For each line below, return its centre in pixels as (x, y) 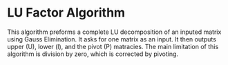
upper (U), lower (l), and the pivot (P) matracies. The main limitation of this (113, 46)
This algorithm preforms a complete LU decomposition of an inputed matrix (114, 32)
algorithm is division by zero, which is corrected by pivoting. (93, 54)
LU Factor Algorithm (66, 13)
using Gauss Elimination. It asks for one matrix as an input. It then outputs (112, 39)
